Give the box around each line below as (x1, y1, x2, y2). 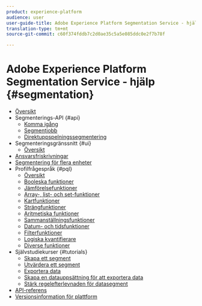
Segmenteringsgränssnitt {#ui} (14, 139, 91, 147)
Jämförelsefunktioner (23, 185, 78, 192)
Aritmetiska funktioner (23, 210, 79, 217)
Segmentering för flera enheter (14, 159, 92, 166)
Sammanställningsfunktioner (23, 216, 95, 224)
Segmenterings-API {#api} (14, 114, 81, 121)
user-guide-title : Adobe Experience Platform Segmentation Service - (6, 20, 185, 26)
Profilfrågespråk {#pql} (14, 165, 73, 173)
